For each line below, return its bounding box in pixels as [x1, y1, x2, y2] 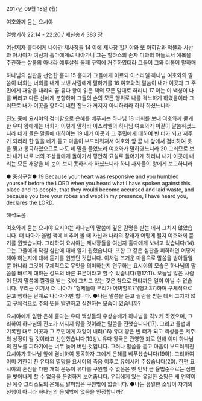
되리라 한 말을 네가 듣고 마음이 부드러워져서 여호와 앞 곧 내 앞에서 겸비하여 [12, 138, 186, 144]
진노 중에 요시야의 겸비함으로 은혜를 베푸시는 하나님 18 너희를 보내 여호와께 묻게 [6, 115, 194, 122]
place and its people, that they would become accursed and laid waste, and [6, 186, 194, 193]
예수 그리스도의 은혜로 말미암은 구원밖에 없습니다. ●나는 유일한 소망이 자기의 [12, 380, 193, 388]
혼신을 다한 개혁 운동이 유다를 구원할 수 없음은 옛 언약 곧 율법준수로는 [22, 365, 185, 373]
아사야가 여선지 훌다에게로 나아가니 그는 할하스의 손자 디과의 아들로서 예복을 [12, 51, 192, 59]
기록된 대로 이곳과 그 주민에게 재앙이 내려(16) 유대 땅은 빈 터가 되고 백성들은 [6, 328, 185, 335]
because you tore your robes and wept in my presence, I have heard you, [6, 193, 188, 199]
